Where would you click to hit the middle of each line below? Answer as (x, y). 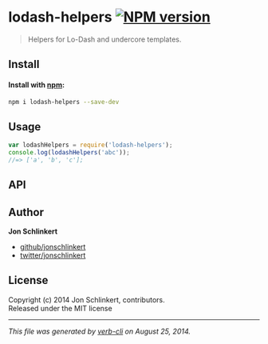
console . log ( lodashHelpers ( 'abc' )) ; (69, 153)
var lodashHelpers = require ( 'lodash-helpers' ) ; (91, 145)
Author (26, 212)
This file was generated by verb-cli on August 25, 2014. (100, 331)
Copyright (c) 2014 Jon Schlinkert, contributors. (87, 299)
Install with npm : (37, 85)
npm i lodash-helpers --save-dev (64, 102)
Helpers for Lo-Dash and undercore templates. (104, 39)
